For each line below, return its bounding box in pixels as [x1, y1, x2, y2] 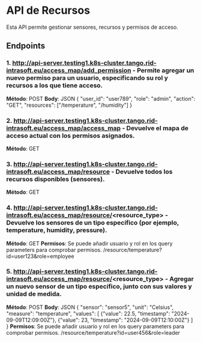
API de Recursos [6, 4, 91, 17]
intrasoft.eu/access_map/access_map [6, 124, 121, 132]
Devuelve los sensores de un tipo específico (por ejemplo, [6, 218, 179, 227]
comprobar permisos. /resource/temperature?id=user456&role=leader [6, 329, 181, 336]
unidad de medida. [6, 290, 62, 298]
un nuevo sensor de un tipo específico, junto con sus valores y [6, 283, 192, 291]
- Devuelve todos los [110, 167, 173, 176]
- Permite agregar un [132, 67, 194, 75]
